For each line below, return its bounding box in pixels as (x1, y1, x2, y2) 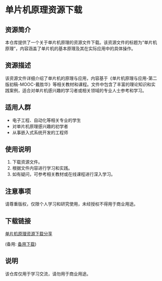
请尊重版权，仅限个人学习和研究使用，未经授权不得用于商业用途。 (5, 201, 138, 207)
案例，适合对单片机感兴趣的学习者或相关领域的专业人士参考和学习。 (9, 87, 147, 93)
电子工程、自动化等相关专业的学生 (12, 117, 81, 123)
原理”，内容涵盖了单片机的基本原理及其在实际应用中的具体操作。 (5, 46, 136, 51)
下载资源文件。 (12, 159, 43, 165)
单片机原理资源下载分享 (5, 231, 52, 237)
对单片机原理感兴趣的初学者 (12, 123, 69, 129)
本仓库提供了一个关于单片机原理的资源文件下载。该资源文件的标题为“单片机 (5, 40, 158, 45)
